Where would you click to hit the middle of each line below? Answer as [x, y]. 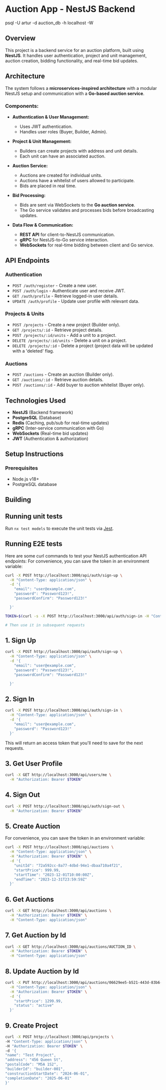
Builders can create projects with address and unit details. [79, 151]
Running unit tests [34, 516]
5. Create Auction [33, 827]
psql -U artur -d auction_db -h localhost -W [49, 23]
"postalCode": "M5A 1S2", [32, 1065]
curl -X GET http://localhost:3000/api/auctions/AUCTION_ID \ [70, 947]
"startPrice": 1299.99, [39, 1001]
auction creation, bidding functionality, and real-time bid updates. [72, 61]
